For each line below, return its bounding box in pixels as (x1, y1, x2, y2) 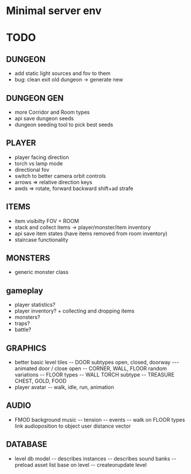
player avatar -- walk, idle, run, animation (14, 384, 114, 391)
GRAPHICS (6, 343, 47, 353)
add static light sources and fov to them (14, 70, 111, 77)
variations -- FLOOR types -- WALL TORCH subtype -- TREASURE (14, 371, 175, 378)
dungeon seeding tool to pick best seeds (14, 121, 113, 128)
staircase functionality (14, 236, 69, 243)
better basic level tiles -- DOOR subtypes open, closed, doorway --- (14, 359, 179, 366)
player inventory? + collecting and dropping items (14, 307, 135, 314)
